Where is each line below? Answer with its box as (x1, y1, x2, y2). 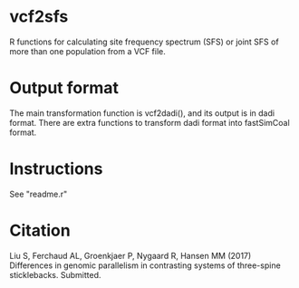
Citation (9, 220, 71, 241)
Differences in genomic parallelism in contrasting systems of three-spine (9, 260, 281, 271)
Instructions (9, 158, 103, 179)
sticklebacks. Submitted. (9, 269, 101, 280)
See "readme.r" (9, 188, 68, 199)
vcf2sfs (9, 6, 69, 27)
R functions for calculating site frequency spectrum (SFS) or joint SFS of (9, 36, 279, 47)
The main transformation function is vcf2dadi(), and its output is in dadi (9, 107, 275, 119)
